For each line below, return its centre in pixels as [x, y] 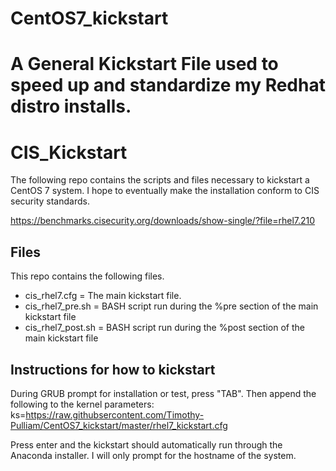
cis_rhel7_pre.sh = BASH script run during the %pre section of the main [171, 306]
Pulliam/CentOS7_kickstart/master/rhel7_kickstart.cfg [119, 425]
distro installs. [71, 106]
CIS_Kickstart [69, 152]
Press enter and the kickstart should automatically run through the [146, 444]
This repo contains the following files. [87, 276]
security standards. [50, 201]
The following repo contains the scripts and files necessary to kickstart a [160, 180]
